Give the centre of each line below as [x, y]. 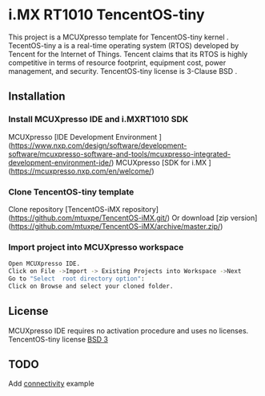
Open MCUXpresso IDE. [44, 264]
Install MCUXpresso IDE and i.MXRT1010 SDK [98, 120]
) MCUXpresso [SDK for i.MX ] [161, 162]
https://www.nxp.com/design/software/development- [99, 145]
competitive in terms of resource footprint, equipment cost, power [117, 63]
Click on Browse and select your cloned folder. [91, 286]
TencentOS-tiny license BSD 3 [58, 339]
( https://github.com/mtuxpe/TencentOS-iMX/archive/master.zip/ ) [116, 226]
